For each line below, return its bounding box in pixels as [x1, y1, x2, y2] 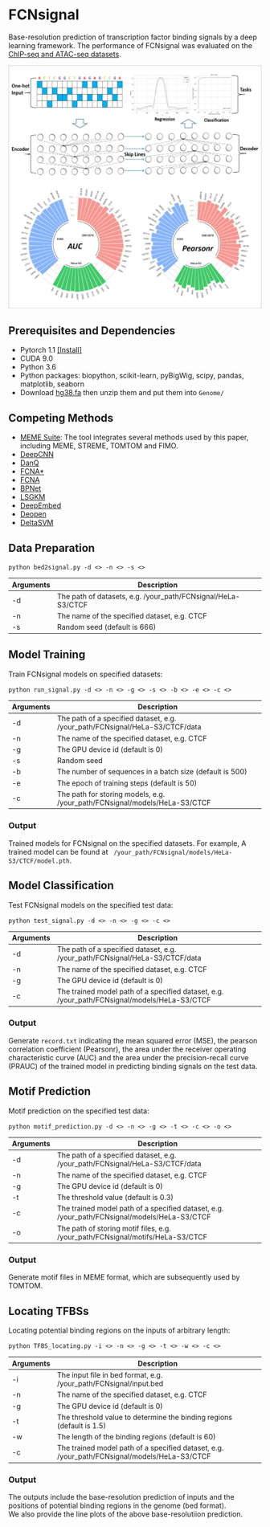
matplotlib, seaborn [19, 379, 85, 389]
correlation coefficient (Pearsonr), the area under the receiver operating [8, 1044, 247, 1054]
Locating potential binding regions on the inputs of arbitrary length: [8, 1325, 231, 1335]
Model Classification [8, 879, 114, 892]
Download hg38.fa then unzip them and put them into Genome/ [19, 388, 225, 398]
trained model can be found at [8, 847, 108, 856]
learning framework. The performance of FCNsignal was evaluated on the [8, 40, 253, 50]
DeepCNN [19, 450, 55, 459]
